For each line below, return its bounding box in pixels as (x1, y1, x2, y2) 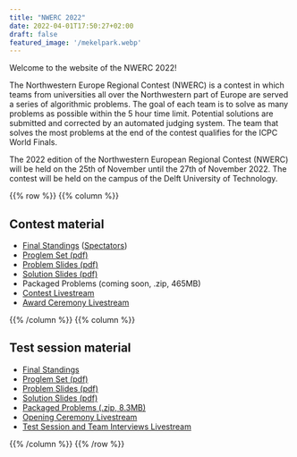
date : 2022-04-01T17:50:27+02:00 (9, 21, 134, 30)
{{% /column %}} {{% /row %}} (9, 438, 125, 449)
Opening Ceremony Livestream (21, 411, 138, 422)
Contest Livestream (21, 288, 95, 299)
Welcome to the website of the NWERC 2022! (9, 63, 177, 73)
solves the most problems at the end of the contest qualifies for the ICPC (9, 127, 278, 139)
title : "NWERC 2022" (9, 13, 87, 22)
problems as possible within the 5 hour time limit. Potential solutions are (9, 108, 274, 119)
